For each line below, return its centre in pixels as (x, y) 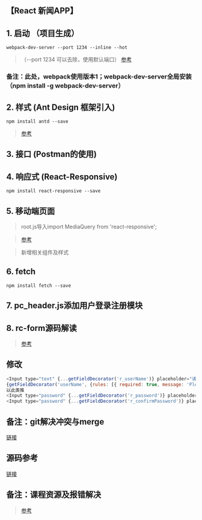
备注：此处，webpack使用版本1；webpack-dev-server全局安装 (99, 77)
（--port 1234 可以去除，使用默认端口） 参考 (76, 60)
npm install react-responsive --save (54, 191)
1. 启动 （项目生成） (43, 33)
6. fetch (21, 271)
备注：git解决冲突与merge (55, 422)
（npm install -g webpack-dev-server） (65, 86)
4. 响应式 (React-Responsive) (62, 177)
